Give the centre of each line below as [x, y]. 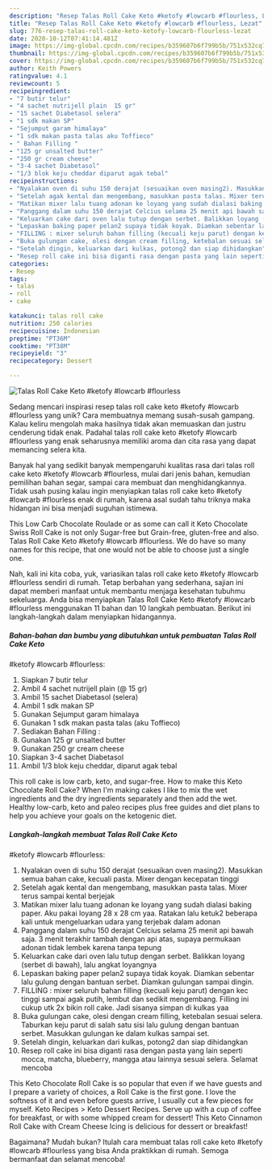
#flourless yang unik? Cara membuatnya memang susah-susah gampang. [132, 415]
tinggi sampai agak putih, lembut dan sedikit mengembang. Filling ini [135, 999]
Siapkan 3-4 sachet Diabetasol [72, 757]
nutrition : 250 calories [51, 323]
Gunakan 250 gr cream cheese [72, 748]
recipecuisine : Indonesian [54, 331]
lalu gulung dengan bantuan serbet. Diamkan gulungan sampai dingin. [137, 982]
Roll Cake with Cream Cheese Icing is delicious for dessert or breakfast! [129, 1126]
